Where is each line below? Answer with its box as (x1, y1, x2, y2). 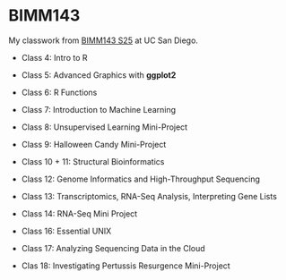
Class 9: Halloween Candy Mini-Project (21, 139, 167, 149)
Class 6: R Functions (21, 87, 98, 98)
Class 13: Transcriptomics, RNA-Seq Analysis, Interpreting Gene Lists (21, 191, 277, 201)
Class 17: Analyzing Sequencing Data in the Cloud (21, 242, 205, 253)
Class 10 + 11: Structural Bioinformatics (21, 156, 165, 166)
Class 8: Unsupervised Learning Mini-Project (21, 122, 188, 132)
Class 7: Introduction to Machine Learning (21, 104, 177, 115)
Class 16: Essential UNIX (21, 225, 112, 236)
